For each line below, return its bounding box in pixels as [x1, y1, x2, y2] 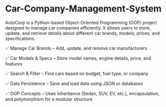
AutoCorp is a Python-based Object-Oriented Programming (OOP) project [5, 19, 157, 25]
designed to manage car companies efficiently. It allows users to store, [5, 24, 151, 30]
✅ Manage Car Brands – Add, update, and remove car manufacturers [5, 45, 147, 51]
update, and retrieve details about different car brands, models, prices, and [5, 30, 160, 36]
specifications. [5, 35, 36, 41]
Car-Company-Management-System [5, 3, 161, 14]
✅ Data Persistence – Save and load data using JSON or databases [5, 80, 143, 86]
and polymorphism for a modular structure [5, 96, 92, 102]
